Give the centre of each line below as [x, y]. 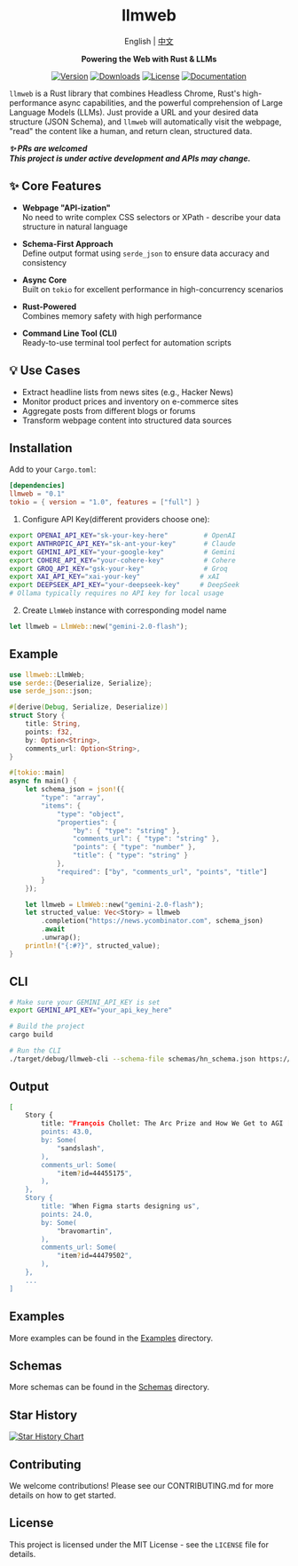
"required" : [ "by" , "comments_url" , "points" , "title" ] [162, 871]
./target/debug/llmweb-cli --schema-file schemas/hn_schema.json [132, 1059]
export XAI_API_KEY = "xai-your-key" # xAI [114, 577]
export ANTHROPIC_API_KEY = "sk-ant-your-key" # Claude [123, 544]
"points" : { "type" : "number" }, [134, 847]
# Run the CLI [35, 1051]
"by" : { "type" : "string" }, [126, 831]
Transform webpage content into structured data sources [127, 420]
